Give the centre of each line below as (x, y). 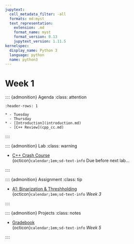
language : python (27, 55)
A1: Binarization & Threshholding (44, 189)
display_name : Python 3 (33, 50)
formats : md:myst (27, 19)
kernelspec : (17, 46)
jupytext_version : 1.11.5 (40, 41)
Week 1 (20, 84)
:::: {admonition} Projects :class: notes (43, 213)
